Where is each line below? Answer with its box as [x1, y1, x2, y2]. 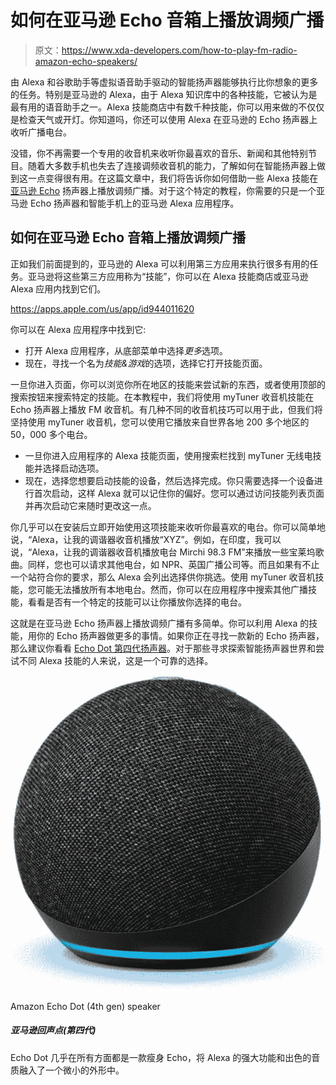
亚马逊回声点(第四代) [10, 1024, 97, 1036]
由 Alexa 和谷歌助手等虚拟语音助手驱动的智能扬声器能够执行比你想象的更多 [10, 76, 319, 88]
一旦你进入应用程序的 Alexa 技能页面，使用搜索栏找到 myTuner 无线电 [24, 449, 313, 461]
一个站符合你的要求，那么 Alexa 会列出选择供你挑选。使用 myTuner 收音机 [10, 571, 316, 583]
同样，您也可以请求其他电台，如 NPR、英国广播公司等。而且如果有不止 [27, 558, 320, 570]
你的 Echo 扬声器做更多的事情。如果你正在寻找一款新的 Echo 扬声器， [36, 629, 325, 641]
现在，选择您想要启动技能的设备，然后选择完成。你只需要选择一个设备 [24, 474, 315, 486]
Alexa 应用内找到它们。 [10, 282, 107, 295]
